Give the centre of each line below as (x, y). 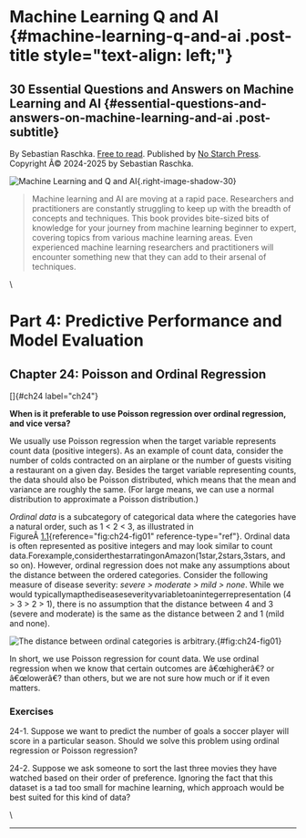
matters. (25, 688)
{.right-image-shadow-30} (186, 181)
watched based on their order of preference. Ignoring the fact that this (141, 778)
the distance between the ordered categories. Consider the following (139, 575)
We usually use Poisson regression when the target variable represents (143, 441)
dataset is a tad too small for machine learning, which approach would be (147, 788)
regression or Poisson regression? (74, 750)
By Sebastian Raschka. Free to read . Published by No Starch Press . (135, 154)
